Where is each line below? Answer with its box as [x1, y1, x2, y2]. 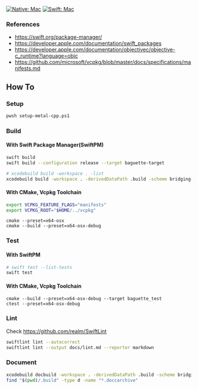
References [6, 20, 40, 28]
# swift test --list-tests [6, 264, 72, 270]
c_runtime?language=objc [14, 52, 78, 59]
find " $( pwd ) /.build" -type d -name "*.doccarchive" [6, 377, 138, 383]
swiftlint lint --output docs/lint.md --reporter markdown [6, 344, 154, 350]
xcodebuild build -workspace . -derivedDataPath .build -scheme [6, 176, 167, 182]
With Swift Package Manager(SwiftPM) [6, 141, 104, 148]
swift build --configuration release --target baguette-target [6, 159, 165, 166]
